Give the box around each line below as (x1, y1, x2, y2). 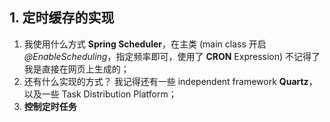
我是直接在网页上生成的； (23, 63, 130, 75)
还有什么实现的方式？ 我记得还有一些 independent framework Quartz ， (23, 75, 318, 87)
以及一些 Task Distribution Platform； (23, 88, 177, 100)
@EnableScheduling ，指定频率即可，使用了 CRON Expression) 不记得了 (23, 50, 321, 62)
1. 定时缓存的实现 (9, 9, 115, 27)
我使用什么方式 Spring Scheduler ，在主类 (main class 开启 (23, 38, 267, 50)
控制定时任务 (23, 100, 77, 112)
